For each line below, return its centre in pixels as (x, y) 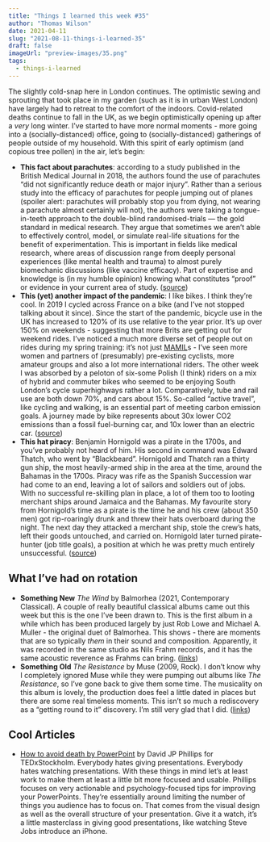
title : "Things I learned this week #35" (79, 16)
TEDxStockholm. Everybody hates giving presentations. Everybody (131, 763)
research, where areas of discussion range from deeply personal (128, 253)
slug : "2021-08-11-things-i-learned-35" (77, 38)
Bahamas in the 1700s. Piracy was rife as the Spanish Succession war (136, 475)
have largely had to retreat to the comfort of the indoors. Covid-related (126, 108)
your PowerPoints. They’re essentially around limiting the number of (133, 797)
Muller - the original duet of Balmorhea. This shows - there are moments (140, 632)
